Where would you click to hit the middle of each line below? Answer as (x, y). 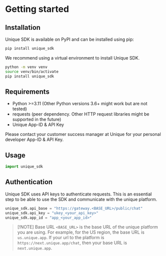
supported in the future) (37, 120)
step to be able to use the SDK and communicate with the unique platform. (81, 199)
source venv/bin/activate (32, 71)
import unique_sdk (24, 167)
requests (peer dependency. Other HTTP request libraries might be (81, 114)
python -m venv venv (27, 67)
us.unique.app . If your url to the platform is (61, 238)
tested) (20, 109)
